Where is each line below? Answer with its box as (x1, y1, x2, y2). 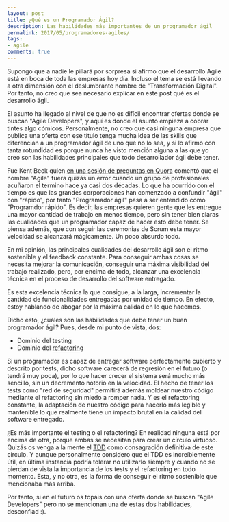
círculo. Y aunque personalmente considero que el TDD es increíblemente (7, 450, 215, 458)
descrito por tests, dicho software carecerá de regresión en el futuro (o (7, 364, 208, 372)
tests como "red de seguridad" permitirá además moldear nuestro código (7, 385, 214, 394)
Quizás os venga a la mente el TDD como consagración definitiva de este (7, 443, 214, 451)
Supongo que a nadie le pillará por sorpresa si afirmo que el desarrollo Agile (7, 67, 221, 75)
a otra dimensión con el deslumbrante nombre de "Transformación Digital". (7, 82, 218, 90)
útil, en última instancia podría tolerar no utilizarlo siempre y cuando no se (7, 458, 215, 466)
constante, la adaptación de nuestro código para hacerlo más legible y (7, 401, 206, 409)
